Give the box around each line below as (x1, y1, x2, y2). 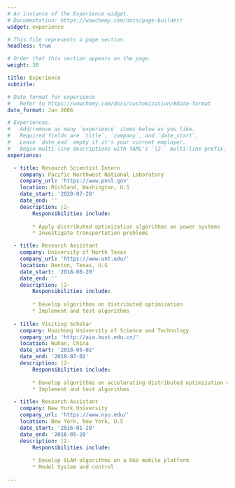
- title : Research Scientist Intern (13, 164, 120, 172)
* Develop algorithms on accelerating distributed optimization (32, 379, 224, 386)
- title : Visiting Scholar (13, 320, 92, 327)
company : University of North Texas (20, 249, 127, 256)
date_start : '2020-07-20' (20, 191, 96, 198)
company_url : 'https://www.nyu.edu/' (20, 412, 130, 419)
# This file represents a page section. (7, 36, 127, 43)
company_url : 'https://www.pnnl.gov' (20, 177, 130, 184)
